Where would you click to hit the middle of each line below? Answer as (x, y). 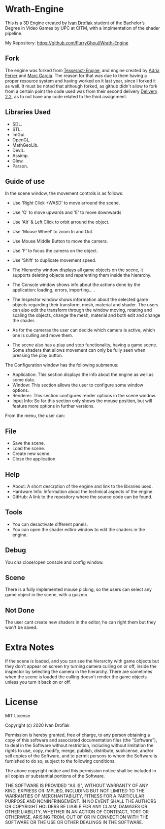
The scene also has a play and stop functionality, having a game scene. (85, 345)
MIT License (18, 716)
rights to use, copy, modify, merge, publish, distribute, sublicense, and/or (79, 751)
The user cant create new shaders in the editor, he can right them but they (81, 622)
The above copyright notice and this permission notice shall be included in (81, 771)
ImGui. (19, 134)
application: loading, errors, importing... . (53, 290)
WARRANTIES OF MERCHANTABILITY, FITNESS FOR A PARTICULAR (75, 796)
